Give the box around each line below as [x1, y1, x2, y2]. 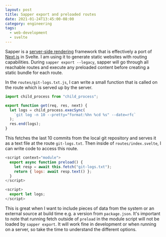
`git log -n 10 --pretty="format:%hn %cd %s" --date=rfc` [14, 112, 136, 117]
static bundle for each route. [5, 69, 63, 75]
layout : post [5, 7, 32, 12]
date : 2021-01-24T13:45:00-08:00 [5, 16, 74, 21]
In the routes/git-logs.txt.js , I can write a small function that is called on [5, 79, 158, 85]
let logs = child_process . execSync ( [9, 108, 85, 113]
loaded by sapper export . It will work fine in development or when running [5, 221, 157, 227]
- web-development [9, 30, 48, 35]
